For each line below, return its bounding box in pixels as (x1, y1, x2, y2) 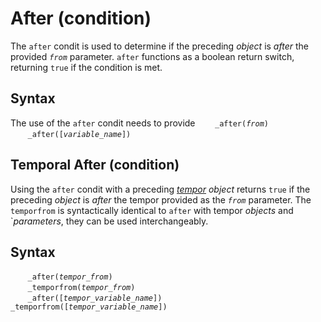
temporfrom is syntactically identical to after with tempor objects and (10, 204, 294, 216)
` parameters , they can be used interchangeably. (10, 215, 209, 227)
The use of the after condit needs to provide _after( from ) (10, 117, 269, 129)
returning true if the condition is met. (10, 61, 163, 73)
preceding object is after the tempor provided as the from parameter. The (10, 193, 312, 206)
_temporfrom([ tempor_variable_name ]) (10, 302, 168, 312)
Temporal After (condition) (10, 157, 180, 174)
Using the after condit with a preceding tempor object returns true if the (10, 183, 311, 195)
